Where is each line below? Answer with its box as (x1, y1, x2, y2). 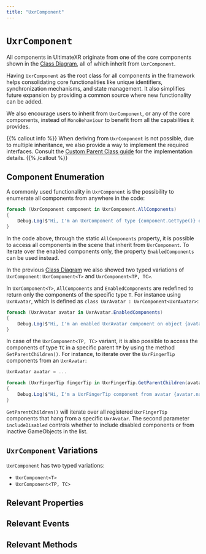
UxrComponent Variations (6, 446, 98, 456)
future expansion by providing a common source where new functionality (6, 91, 191, 99)
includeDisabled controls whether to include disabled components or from (6, 421, 195, 428)
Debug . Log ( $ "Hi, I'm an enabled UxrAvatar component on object (17, 321, 183, 327)
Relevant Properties (6, 498, 84, 508)
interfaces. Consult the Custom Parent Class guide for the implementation (6, 148, 193, 155)
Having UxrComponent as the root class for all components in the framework (6, 72, 195, 79)
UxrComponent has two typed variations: (6, 461, 105, 469)
